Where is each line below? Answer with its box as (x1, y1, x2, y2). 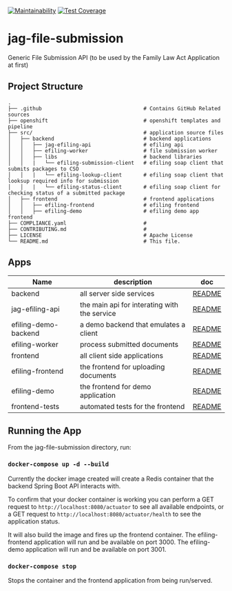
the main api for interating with (79, 300, 178, 310)
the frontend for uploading (79, 362, 165, 372)
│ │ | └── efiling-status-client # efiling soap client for (8, 183, 221, 190)
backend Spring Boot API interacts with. (8, 481, 121, 490)
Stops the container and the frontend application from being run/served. (8, 576, 213, 584)
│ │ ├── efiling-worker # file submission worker (8, 147, 218, 154)
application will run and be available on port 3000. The (34, 538, 189, 546)
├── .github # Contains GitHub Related (8, 105, 221, 112)
